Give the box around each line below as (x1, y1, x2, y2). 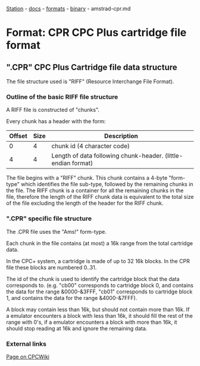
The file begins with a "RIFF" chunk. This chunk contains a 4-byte (6, 174, 168, 182)
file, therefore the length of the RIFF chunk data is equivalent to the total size (6, 193, 194, 201)
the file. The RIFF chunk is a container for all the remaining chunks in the (6, 187, 184, 194)
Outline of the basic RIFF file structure (6, 92, 118, 101)
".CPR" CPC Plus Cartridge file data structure (6, 62, 177, 72)
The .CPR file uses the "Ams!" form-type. (6, 228, 107, 235)
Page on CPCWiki (6, 353, 49, 360)
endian (51, 159, 71, 167)
